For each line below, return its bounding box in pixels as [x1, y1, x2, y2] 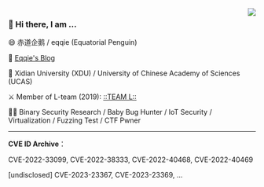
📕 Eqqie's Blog [8, 53, 56, 63]
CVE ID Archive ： [8, 139, 67, 148]
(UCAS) [8, 77, 33, 86]
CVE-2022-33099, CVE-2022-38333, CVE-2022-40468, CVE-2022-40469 [8, 155, 254, 164]
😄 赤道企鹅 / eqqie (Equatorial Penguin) [8, 38, 137, 47]
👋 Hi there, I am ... [8, 19, 77, 30]
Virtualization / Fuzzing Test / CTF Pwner [8, 115, 141, 125]
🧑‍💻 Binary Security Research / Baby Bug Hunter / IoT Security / [8, 108, 212, 117]
